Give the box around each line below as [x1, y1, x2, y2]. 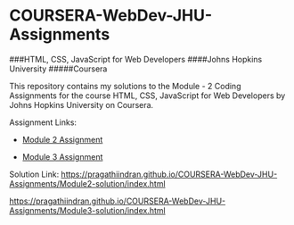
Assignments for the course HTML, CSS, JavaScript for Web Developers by [9, 90, 286, 101]
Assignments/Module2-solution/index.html [9, 178, 167, 188]
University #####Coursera [9, 63, 108, 74]
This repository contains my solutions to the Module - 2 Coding [9, 80, 241, 91]
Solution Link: [9, 169, 60, 179]
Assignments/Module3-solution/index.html [9, 204, 167, 215]
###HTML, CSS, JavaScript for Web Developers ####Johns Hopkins [9, 54, 263, 64]
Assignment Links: [9, 117, 78, 128]
